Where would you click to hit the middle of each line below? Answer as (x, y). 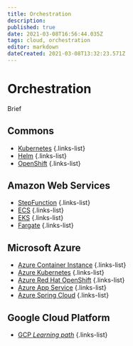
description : (27, 21)
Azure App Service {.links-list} (62, 288)
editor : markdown (33, 47)
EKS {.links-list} (41, 218)
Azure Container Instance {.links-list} (72, 265)
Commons (31, 131)
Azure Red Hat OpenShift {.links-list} (71, 280)
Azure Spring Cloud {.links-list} (63, 295)
